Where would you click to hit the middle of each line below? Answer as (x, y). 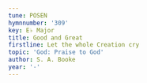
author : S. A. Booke (42, 60)
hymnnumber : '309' (38, 23)
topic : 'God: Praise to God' (56, 52)
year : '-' (24, 67)
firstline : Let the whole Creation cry (74, 45)
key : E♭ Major (32, 30)
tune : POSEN (28, 15)
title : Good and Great (45, 38)
